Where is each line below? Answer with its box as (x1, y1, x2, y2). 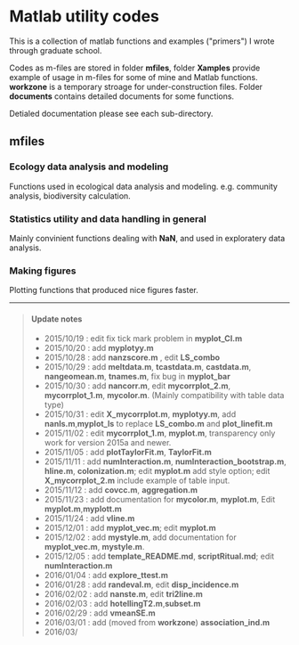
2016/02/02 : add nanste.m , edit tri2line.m (44, 589, 203, 600)
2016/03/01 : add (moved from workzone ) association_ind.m (44, 617, 271, 628)
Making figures (9, 265, 77, 277)
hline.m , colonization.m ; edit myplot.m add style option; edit (44, 466, 271, 477)
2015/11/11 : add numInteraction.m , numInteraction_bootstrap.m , (44, 456, 287, 467)
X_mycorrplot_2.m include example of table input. (44, 475, 230, 486)
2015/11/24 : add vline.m (44, 513, 135, 524)
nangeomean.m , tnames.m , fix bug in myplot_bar (44, 371, 231, 382)
